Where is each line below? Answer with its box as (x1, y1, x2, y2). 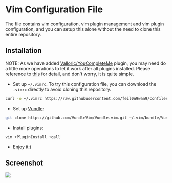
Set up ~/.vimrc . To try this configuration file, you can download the (12, 80, 157, 87)
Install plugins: (12, 125, 44, 131)
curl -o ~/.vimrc (5, 96, 42, 101)
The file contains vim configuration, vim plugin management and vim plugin (5, 21, 164, 27)
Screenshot (5, 158, 44, 167)
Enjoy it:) (12, 144, 32, 150)
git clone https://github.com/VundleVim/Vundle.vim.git (5, 115, 127, 120)
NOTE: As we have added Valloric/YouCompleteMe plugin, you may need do (5, 60, 166, 66)
